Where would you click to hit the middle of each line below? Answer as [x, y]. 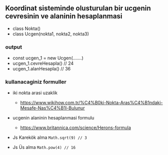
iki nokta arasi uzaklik [35, 93]
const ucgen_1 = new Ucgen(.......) [48, 58]
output [14, 47]
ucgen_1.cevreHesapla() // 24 [43, 63]
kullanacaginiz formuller [36, 82]
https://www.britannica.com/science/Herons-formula [75, 128]
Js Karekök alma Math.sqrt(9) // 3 [50, 138]
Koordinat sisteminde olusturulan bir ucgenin [78, 8]
